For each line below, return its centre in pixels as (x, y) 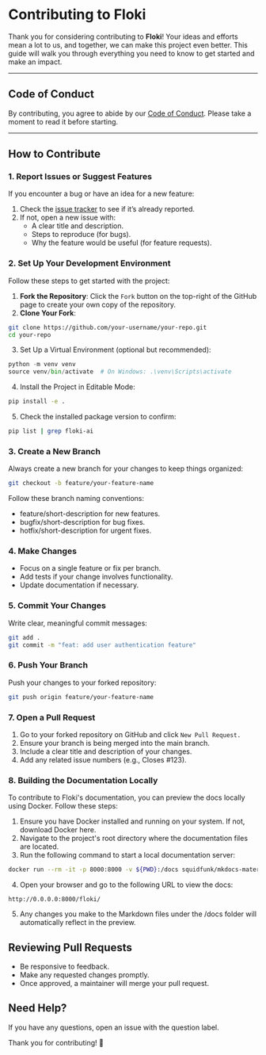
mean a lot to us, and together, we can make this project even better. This (128, 44)
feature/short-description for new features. (90, 514)
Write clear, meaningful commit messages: (78, 623)
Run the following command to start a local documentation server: (127, 855)
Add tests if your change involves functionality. (96, 577)
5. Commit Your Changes (57, 606)
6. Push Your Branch (48, 665)
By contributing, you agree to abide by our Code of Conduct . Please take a (130, 113)
